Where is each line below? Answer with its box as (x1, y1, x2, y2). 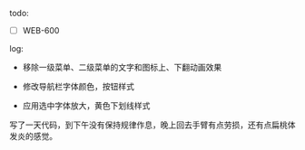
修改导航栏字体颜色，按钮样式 (22, 81, 134, 92)
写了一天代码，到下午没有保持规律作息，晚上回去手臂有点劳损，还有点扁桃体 (9, 119, 296, 130)
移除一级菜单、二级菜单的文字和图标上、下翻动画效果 (22, 62, 222, 73)
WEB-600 (22, 25, 60, 35)
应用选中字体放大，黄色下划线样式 (22, 100, 151, 111)
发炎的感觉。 (9, 131, 57, 142)
